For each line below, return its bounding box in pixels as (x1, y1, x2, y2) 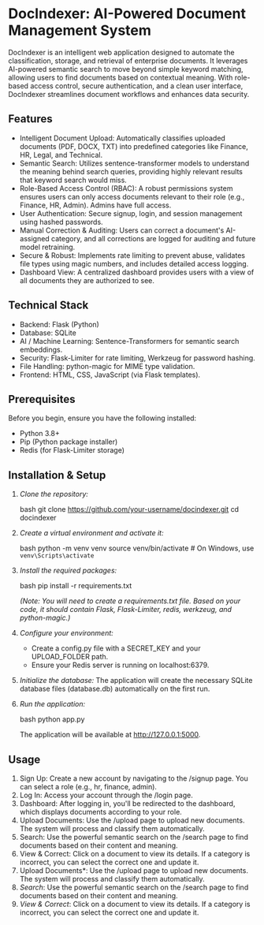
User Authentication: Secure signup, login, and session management (19, 208, 243, 218)
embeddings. (19, 345, 63, 354)
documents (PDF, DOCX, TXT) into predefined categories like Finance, (19, 141, 248, 151)
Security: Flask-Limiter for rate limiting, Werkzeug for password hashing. (19, 352, 256, 363)
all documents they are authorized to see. (19, 275, 155, 285)
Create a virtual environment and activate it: (19, 528, 164, 538)
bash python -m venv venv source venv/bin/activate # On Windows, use (19, 543, 255, 553)
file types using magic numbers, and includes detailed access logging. (19, 259, 249, 268)
